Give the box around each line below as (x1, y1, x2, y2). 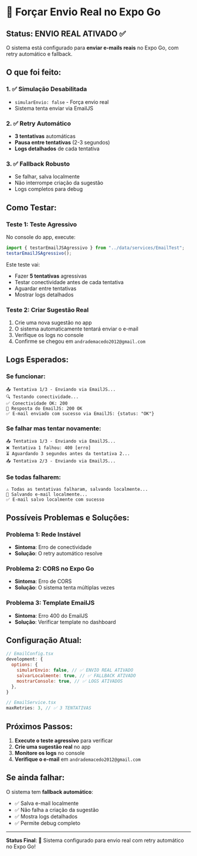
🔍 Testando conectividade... (6, 393, 79, 400)
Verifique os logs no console (14, 332, 84, 339)
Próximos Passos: (6, 722, 73, 732)
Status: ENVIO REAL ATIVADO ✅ (6, 29, 126, 39)
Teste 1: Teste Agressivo (6, 220, 77, 228)
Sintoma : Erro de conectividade (14, 543, 92, 551)
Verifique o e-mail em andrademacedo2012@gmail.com (14, 756, 141, 763)
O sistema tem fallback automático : (6, 788, 94, 795)
